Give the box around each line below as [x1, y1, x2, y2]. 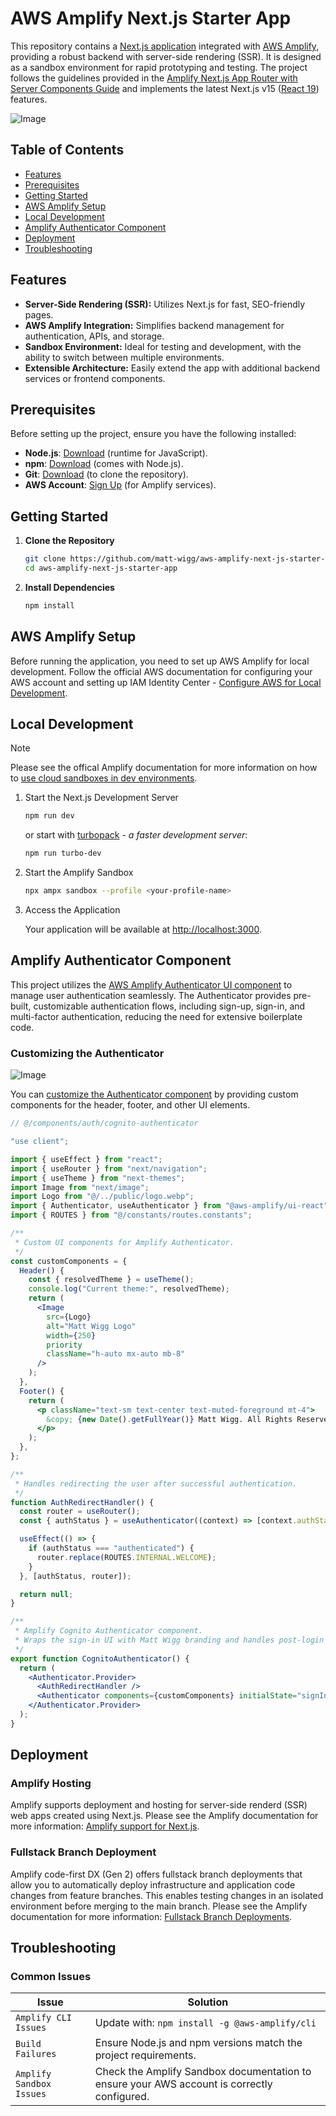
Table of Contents [10, 142, 125, 159]
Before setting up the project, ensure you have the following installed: [10, 428, 297, 440]
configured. [94, 2090, 150, 2104]
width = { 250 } [46, 1330, 97, 1341]
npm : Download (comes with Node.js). [24, 458, 184, 470]
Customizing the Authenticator [10, 1046, 165, 1060]
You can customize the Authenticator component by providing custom [10, 1088, 299, 1101]
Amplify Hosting [10, 1777, 92, 1791]
